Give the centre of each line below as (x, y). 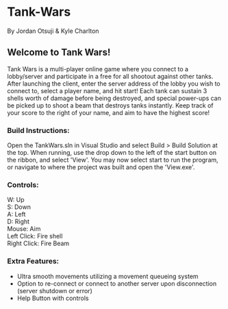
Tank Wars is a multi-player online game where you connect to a (98, 69)
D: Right (18, 222)
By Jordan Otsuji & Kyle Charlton (53, 31)
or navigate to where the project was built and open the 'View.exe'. (101, 167)
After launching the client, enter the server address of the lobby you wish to (114, 84)
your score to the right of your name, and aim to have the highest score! (109, 112)
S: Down (19, 207)
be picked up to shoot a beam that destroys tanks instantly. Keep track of (110, 105)
